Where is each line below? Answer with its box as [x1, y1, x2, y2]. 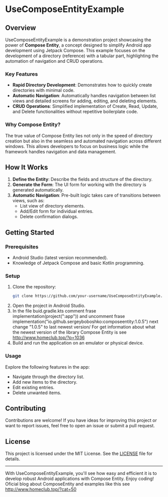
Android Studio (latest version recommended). [12, 255, 108, 261]
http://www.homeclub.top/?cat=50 [5, 486, 76, 492]
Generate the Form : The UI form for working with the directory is [12, 182, 146, 188]
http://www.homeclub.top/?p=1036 [12, 335, 85, 341]
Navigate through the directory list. [12, 374, 84, 380]
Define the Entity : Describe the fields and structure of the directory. [12, 177, 153, 183]
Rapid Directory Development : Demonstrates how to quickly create [12, 82, 152, 88]
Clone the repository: [12, 284, 56, 290]
